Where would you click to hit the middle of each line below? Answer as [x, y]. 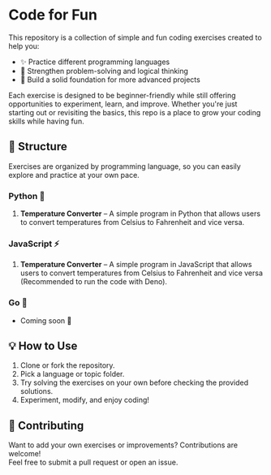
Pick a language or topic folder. [72, 374]
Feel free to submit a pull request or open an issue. [93, 462]
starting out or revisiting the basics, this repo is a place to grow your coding [135, 112]
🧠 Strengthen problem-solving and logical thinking [104, 71]
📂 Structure [38, 147]
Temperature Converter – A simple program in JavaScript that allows [136, 265]
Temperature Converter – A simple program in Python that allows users [140, 214]
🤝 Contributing [46, 425]
